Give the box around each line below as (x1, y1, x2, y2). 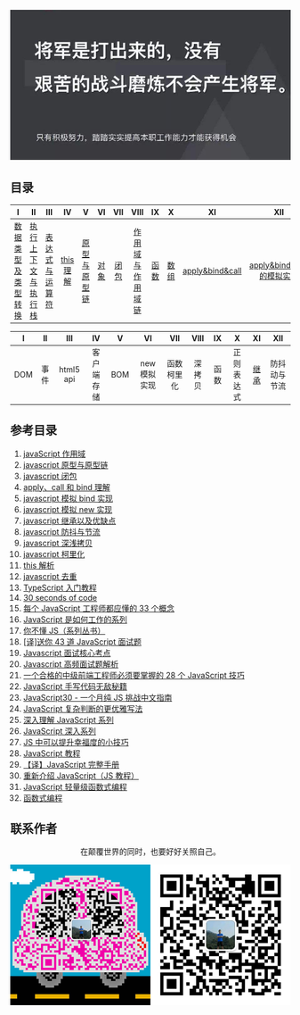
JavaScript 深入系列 (22, 725, 96, 736)
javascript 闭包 (22, 470, 77, 481)
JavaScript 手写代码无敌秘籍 (22, 680, 127, 692)
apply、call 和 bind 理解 (22, 481, 110, 492)
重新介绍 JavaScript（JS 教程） (22, 770, 139, 781)
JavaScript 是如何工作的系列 (22, 613, 127, 625)
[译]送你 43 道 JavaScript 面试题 (22, 636, 142, 647)
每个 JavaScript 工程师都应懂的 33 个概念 (22, 603, 175, 613)
